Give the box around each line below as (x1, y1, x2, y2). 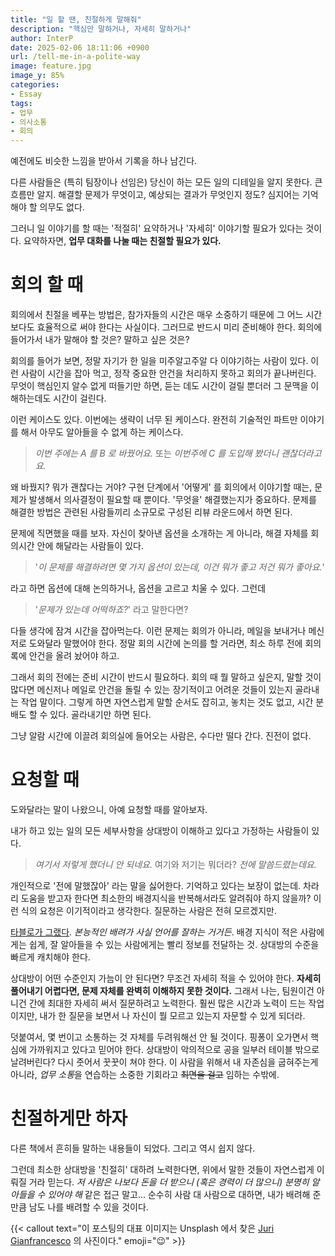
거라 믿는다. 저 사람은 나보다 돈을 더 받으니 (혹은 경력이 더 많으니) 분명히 (28, 1176, 310, 1188)
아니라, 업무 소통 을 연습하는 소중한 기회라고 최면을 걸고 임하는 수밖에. (10, 1069, 280, 1080)
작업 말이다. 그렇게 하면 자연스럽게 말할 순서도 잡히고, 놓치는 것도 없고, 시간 (20, 696, 314, 708)
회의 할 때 (10, 274, 84, 296)
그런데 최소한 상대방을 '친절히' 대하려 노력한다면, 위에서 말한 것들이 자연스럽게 (10, 1163, 315, 1175)
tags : (10, 98, 33, 108)
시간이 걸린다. (53, 392, 107, 405)
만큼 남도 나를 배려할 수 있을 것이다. (10, 1201, 149, 1213)
